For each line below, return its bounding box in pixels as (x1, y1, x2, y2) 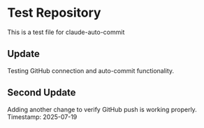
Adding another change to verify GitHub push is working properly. (7, 105, 197, 113)
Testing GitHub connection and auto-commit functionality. (7, 66, 175, 74)
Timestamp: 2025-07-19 (7, 113, 78, 121)
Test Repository (7, 5, 101, 21)
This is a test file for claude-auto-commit (7, 28, 125, 36)
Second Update (7, 87, 76, 99)
